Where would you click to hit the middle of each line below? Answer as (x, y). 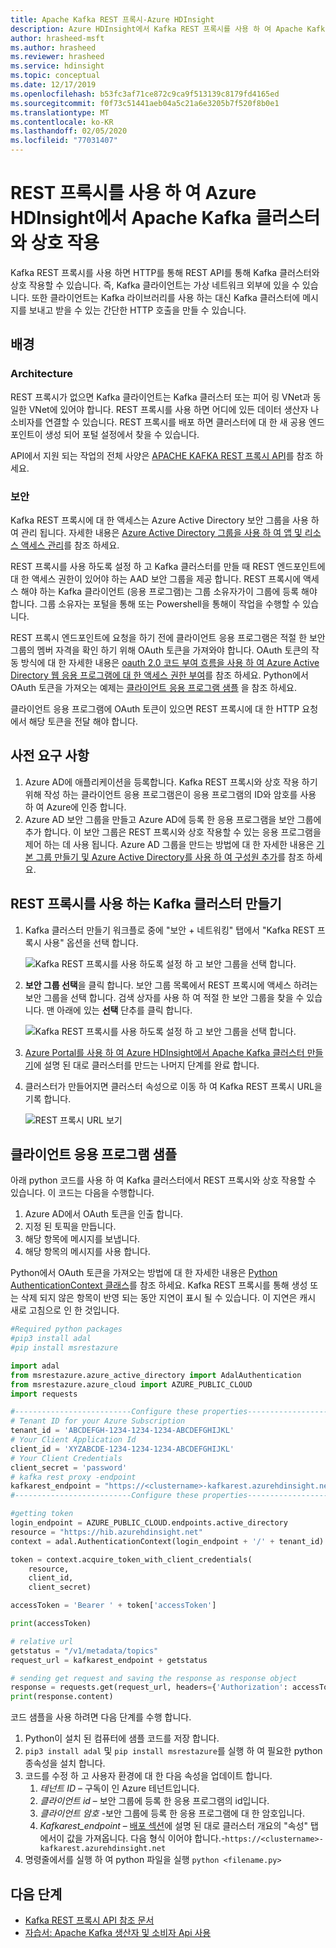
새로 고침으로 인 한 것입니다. (65, 1310)
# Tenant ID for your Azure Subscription (98, 1421)
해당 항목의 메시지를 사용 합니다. (87, 1252)
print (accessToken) (51, 1624)
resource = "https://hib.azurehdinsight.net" (106, 1532)
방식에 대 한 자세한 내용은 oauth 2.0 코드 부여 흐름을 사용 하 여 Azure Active (170, 662)
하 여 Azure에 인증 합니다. (75, 807)
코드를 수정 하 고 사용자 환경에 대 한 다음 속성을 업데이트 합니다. (148, 1776)
